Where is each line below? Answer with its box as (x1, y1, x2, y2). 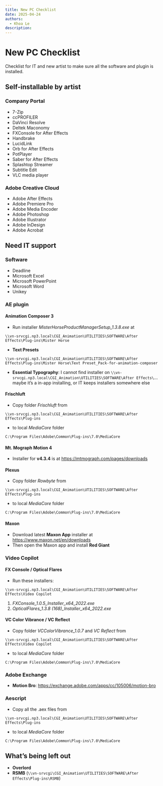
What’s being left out (5, 751, 71, 760)
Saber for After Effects (12, 156, 58, 162)
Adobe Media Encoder (12, 206, 58, 212)
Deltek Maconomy (12, 125, 50, 131)
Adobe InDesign (12, 222, 45, 228)
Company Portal (5, 97, 45, 104)
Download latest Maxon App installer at (12, 531, 93, 537)
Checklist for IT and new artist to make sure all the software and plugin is (5, 63, 154, 69)
